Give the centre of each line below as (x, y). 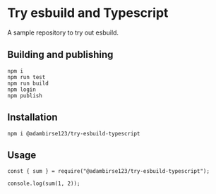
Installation (32, 117)
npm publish (25, 96)
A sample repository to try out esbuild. (63, 32)
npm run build (28, 83)
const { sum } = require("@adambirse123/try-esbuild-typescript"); (109, 171)
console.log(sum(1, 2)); (44, 184)
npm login (22, 90)
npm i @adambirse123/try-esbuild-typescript (74, 133)
